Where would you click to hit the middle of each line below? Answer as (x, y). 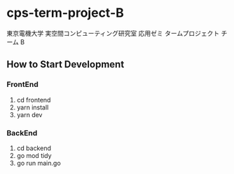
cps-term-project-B (65, 13)
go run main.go (39, 163)
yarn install (33, 107)
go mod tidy (34, 155)
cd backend (34, 148)
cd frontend (34, 100)
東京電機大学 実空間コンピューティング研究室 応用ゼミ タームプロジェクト (113, 33)
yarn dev (29, 114)
